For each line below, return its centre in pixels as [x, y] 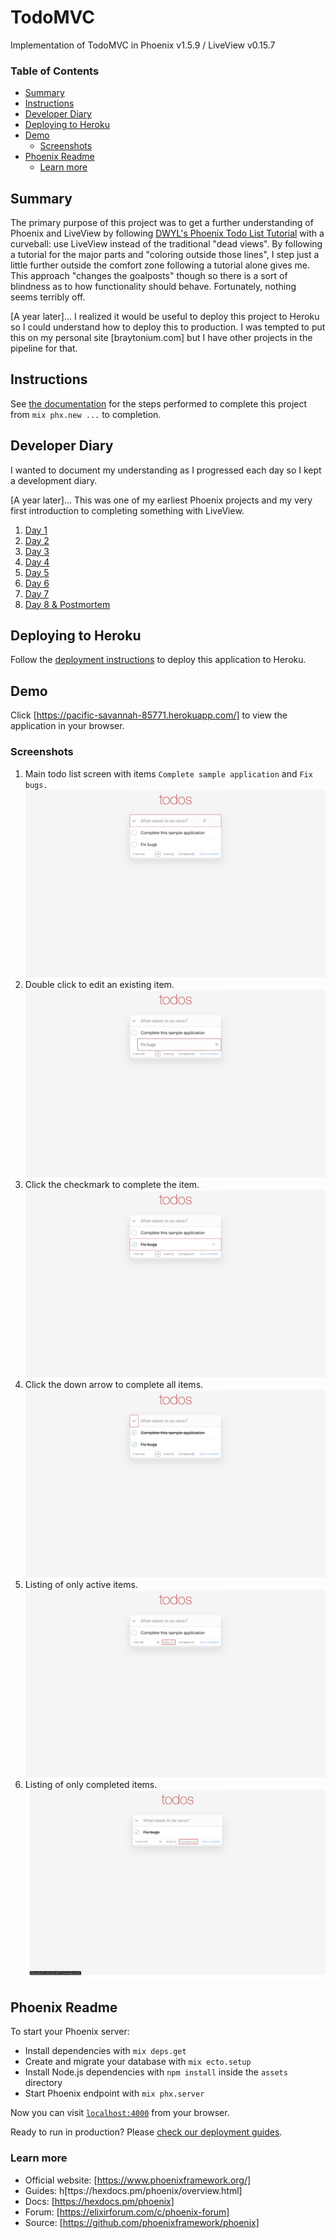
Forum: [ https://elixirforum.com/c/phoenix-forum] [127, 2212]
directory [43, 2083]
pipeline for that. [44, 348]
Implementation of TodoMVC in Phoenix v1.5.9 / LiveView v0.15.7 [143, 45]
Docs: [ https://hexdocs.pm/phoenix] [99, 2201]
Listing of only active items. [81, 1585]
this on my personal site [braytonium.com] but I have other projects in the [161, 338]
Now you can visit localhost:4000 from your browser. [120, 2113]
